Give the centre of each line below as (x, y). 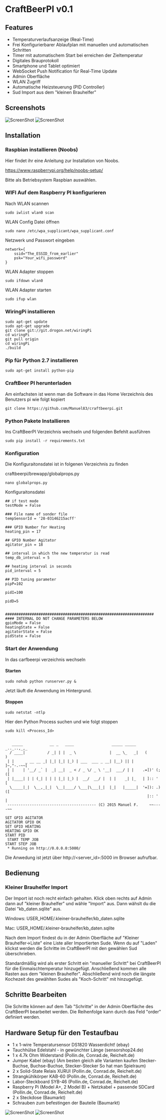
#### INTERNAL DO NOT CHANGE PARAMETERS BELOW (54, 619)
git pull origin (22, 339)
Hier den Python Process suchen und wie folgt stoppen (61, 722)
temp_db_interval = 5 (28, 558)
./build (13, 348)
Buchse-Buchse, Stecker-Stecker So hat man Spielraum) (88, 1066)
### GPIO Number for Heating (35, 527)
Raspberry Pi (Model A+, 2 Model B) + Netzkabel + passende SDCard (83, 1087)
